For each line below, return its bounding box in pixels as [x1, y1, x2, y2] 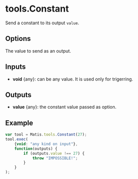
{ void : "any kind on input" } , [14, 141, 78, 147]
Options [5, 34, 31, 43]
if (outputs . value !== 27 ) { [23, 151, 85, 156]
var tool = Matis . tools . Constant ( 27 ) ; [5, 132, 87, 137]
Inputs [5, 63, 26, 71]
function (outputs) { [14, 146, 58, 151]
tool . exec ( [5, 137, 28, 142]
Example [5, 118, 33, 127]
